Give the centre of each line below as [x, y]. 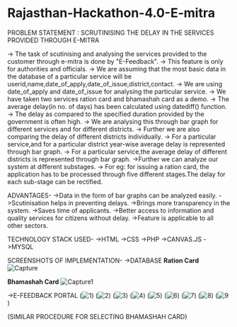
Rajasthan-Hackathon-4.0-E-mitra [111, 13]
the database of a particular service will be [70, 76]
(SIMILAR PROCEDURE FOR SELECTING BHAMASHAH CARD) [97, 316]
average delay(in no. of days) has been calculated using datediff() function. [117, 106]
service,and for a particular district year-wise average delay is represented [116, 144]
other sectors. [28, 225]
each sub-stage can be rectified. [55, 181]
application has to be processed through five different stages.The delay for [117, 174]
